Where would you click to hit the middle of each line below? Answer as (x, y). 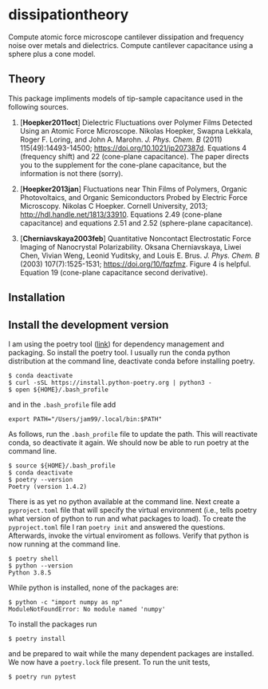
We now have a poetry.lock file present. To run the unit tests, (109, 662)
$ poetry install (37, 639)
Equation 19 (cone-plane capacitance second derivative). (114, 272)
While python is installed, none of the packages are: (94, 587)
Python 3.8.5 (30, 573)
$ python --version (41, 566)
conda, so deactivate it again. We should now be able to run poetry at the (129, 443)
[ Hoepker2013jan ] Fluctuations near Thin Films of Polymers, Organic (133, 189)
